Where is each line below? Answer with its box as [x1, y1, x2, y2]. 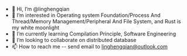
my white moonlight [11, 24, 60, 31]
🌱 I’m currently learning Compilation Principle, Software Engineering [11, 30, 176, 37]
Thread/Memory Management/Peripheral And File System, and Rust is [11, 18, 181, 24]
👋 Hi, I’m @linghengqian [11, 6, 70, 12]
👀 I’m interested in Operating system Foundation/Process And [11, 12, 161, 19]
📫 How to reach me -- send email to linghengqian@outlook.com [11, 43, 168, 50]
